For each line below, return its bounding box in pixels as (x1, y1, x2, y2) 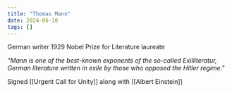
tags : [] (7, 23, 33, 30)
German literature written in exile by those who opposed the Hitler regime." (7, 64, 225, 73)
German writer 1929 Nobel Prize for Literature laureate (7, 43, 166, 51)
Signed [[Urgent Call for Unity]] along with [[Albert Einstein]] (7, 77, 183, 86)
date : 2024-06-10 (7, 17, 59, 24)
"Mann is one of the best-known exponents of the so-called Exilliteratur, (7, 56, 217, 65)
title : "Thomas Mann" (7, 10, 71, 18)
